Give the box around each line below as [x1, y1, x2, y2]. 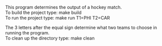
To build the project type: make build [5, 9, 82, 15]
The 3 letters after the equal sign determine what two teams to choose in [5, 24, 157, 30]
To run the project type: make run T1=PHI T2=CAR [5, 15, 110, 20]
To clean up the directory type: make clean [5, 35, 95, 41]
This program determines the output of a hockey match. [5, 4, 122, 10]
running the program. [5, 30, 50, 35]
